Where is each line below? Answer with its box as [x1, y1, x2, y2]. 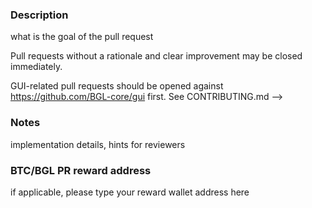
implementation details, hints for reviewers [10, 138, 186, 150]
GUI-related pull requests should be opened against [10, 80, 224, 92]
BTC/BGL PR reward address [10, 163, 152, 177]
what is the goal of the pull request [10, 31, 154, 43]
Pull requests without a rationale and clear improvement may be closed [10, 50, 303, 62]
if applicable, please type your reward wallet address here [10, 186, 250, 198]
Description [10, 8, 69, 22]
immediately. [10, 61, 63, 73]
